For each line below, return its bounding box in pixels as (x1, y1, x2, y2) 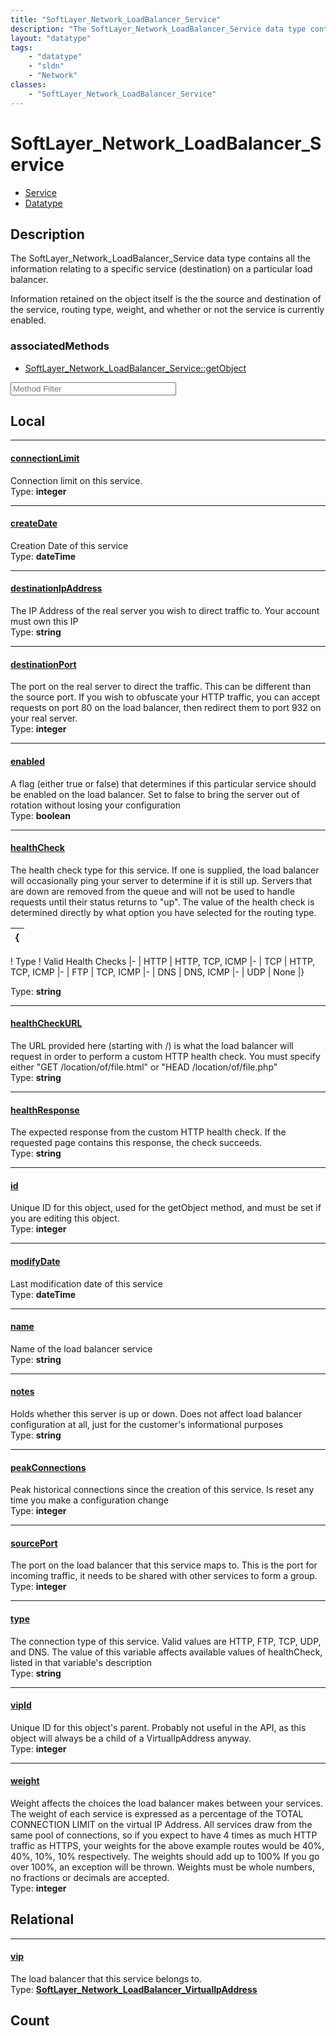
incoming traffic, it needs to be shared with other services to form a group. (10, 1570, 318, 1582)
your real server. (10, 712, 78, 725)
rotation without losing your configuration (10, 799, 182, 811)
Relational (10, 1911, 75, 1928)
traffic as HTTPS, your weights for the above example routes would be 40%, (10, 1839, 325, 1851)
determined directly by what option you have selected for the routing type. (10, 906, 317, 918)
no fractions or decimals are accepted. (10, 1871, 170, 1883)
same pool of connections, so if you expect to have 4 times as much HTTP (10, 1829, 318, 1841)
